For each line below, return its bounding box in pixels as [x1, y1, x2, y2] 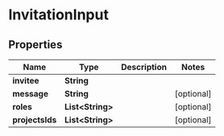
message [12, 89, 48, 99]
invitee [12, 75, 39, 86]
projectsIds [12, 114, 57, 126]
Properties [8, 38, 63, 52]
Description [120, 62, 168, 72]
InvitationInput [8, 6, 109, 24]
